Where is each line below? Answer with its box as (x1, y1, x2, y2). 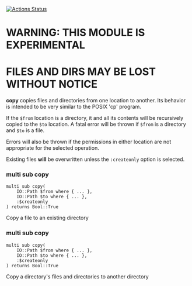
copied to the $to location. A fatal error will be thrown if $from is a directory (6, 120, 187, 128)
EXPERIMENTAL (6, 39, 86, 52)
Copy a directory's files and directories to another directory (6, 273, 149, 280)
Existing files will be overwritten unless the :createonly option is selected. (6, 156, 185, 163)
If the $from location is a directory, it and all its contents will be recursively (6, 115, 184, 122)
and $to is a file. (6, 127, 45, 134)
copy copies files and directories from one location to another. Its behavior (6, 97, 186, 104)
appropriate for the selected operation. (6, 144, 99, 151)
